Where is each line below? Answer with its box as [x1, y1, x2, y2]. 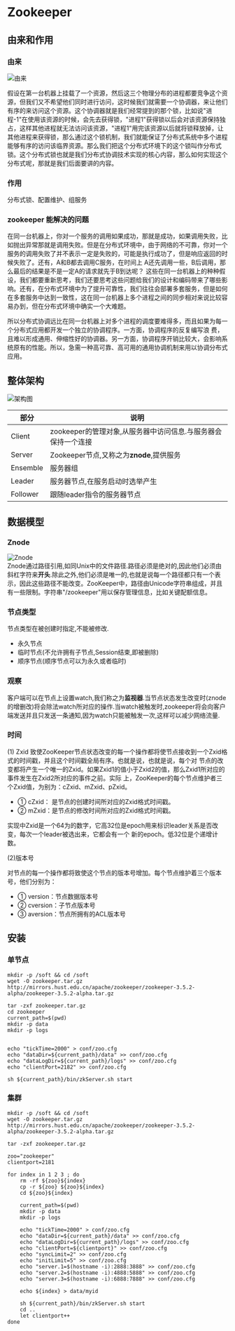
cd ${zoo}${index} [20, 1189, 73, 1196]
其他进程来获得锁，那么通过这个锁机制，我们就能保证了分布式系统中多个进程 [7, 133, 228, 141]
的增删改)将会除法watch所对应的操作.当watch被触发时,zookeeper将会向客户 [7, 702, 226, 711]
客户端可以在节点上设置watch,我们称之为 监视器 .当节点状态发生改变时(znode [7, 693, 227, 702]
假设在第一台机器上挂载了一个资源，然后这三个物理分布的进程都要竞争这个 [7, 88, 222, 97]
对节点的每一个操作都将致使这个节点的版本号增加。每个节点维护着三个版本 [7, 868, 222, 877]
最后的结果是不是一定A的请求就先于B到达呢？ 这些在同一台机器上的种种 [13, 267, 220, 276]
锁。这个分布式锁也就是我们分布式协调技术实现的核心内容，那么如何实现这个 [7, 150, 228, 159]
